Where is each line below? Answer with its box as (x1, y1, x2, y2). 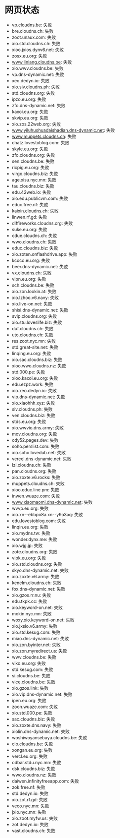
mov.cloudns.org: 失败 (11, 431, 57, 437)
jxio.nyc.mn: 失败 (11, 809, 46, 815)
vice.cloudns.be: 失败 (11, 679, 56, 685)
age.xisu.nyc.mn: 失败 (11, 177, 57, 182)
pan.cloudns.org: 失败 (11, 468, 56, 474)
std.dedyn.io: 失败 (11, 790, 49, 796)
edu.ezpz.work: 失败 (11, 381, 54, 387)
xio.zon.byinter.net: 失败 (11, 642, 61, 648)
